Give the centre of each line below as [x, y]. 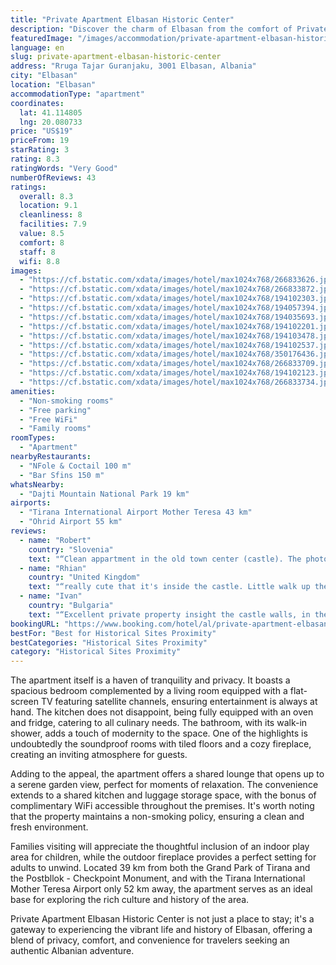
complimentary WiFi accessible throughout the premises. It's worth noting [162, 806]
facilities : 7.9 [53, 224]
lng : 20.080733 [51, 122]
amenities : [33, 391]
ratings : [28, 187]
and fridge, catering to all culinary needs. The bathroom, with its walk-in [159, 723]
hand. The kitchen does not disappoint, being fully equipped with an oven [162, 712]
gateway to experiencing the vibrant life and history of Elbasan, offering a [161, 930]
